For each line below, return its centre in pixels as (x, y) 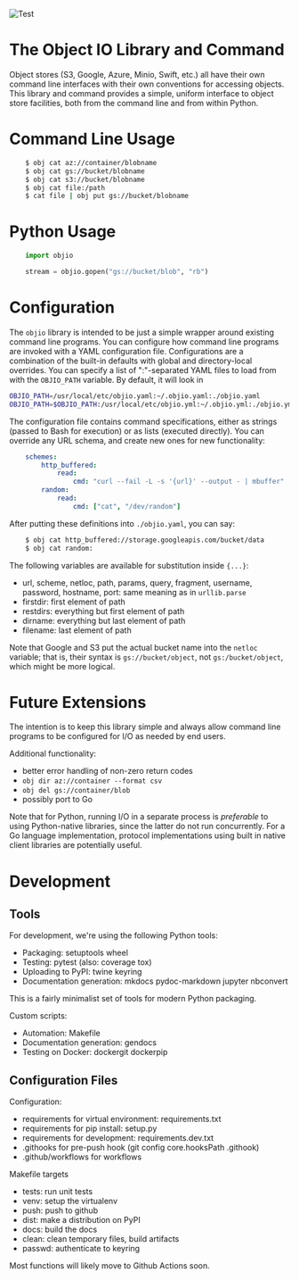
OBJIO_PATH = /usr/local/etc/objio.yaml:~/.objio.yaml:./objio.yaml (135, 396)
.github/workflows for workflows (82, 1157)
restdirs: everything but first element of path (103, 611)
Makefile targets (39, 1175)
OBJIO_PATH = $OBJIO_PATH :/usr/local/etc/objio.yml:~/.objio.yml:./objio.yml (153, 404)
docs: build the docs (60, 1230)
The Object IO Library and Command (147, 50)
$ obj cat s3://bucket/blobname (85, 179)
